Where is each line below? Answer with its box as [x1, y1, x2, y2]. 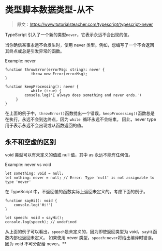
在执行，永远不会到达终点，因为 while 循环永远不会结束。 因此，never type [5, 116, 156, 122]
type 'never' [5, 179, 31, 184]
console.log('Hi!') [14, 202, 53, 207]
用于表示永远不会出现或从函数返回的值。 [5, 122, 86, 128]
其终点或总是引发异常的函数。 [5, 48, 64, 54]
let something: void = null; [5, 171, 64, 176]
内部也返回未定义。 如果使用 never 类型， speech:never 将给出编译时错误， [9, 234, 156, 240]
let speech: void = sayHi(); [5, 215, 64, 220]
